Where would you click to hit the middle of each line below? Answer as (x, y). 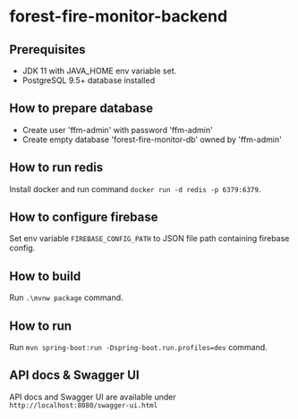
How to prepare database (81, 109)
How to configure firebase (84, 218)
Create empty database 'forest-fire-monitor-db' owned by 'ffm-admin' (152, 139)
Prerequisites (47, 50)
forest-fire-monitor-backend (119, 17)
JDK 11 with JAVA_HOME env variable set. (99, 71)
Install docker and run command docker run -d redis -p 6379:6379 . (135, 189)
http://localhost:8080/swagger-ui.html (84, 405)
